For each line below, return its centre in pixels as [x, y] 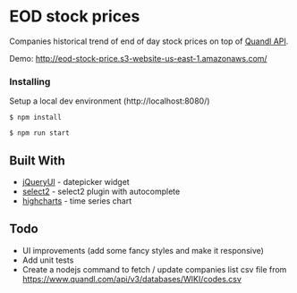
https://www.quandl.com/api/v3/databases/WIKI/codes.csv [132, 279]
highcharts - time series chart [77, 201]
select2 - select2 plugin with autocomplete [101, 192]
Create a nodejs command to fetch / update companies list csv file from [154, 269]
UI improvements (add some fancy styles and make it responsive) [143, 250]
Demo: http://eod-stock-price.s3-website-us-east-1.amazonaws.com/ [138, 58]
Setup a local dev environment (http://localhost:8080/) [110, 101]
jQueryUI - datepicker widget [76, 182]
